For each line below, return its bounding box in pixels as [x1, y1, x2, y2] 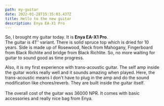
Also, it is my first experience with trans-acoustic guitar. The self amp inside [5, 64, 160, 70]
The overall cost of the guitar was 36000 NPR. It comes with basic [5, 90, 140, 96]
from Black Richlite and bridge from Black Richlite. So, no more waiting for [5, 50, 155, 56]
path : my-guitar [5, 7, 38, 12]
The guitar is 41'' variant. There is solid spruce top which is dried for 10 [5, 40, 149, 45]
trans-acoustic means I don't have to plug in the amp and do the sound [5, 75, 149, 81]
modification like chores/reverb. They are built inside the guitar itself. [5, 80, 145, 86]
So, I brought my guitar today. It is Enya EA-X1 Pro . [5, 34, 108, 40]
